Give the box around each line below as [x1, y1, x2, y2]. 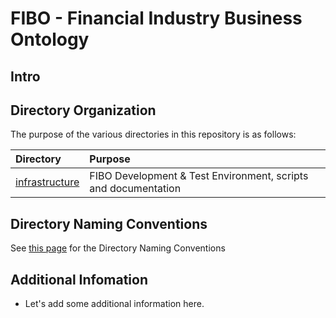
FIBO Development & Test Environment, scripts [89, 169, 309, 183]
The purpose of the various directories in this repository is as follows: [10, 128, 297, 141]
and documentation [89, 182, 182, 196]
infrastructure [15, 175, 80, 189]
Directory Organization [10, 102, 157, 119]
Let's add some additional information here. [24, 298, 205, 310]
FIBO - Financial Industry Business [10, 7, 303, 30]
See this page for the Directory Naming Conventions [10, 242, 226, 254]
